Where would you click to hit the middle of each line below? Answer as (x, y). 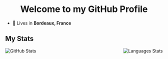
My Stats (19, 39)
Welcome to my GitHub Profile (84, 9)
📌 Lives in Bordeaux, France (42, 23)
